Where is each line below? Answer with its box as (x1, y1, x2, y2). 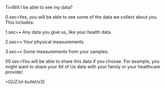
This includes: (5, 20, 34, 25)
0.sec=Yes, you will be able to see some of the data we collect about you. (5, 14, 158, 20)
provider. (5, 69, 24, 75)
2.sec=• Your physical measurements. (5, 39, 85, 45)
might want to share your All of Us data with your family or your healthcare (5, 64, 160, 69)
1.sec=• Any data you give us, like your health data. (5, 29, 112, 35)
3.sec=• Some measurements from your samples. (5, 49, 109, 54)
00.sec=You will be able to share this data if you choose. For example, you (5, 58, 160, 64)
